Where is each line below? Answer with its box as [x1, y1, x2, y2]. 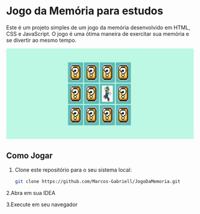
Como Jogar [6, 150, 53, 160]
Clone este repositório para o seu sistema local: [14, 166, 132, 173]
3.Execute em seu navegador [6, 201, 78, 208]
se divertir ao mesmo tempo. [6, 36, 77, 44]
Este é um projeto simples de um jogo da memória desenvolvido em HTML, [6, 24, 190, 31]
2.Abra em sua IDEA [6, 190, 55, 197]
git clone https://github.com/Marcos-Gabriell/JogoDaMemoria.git [14, 179, 180, 185]
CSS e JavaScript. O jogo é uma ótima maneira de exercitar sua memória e [6, 30, 189, 37]
